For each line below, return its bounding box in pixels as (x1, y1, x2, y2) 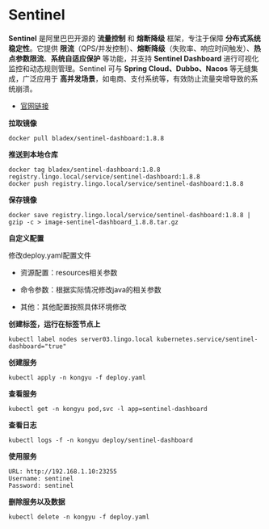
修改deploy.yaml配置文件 (8, 250, 91, 260)
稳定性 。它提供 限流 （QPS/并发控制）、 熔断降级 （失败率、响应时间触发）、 (8, 43, 254, 53)
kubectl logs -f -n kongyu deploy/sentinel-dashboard (8, 436, 194, 444)
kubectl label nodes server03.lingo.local (8, 335, 153, 343)
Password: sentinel (8, 481, 74, 489)
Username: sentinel (8, 474, 74, 482)
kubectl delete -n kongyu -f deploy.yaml (8, 513, 150, 521)
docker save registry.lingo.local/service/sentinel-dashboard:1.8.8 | (8, 211, 251, 219)
